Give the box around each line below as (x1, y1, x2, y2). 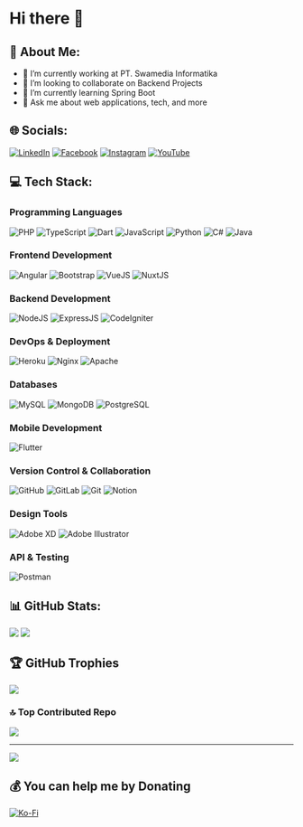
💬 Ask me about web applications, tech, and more (22, 97, 207, 108)
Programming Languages (9, 206, 124, 219)
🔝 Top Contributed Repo (9, 706, 117, 719)
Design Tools (9, 508, 68, 521)
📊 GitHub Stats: (9, 598, 102, 614)
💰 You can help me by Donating (9, 779, 191, 794)
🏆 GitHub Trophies (9, 655, 120, 672)
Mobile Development (9, 421, 103, 434)
